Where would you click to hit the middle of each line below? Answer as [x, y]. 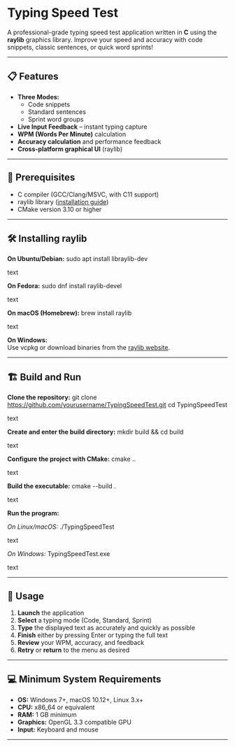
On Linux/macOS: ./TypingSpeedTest [61, 527]
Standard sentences [57, 112]
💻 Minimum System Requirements [84, 680]
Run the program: [33, 513]
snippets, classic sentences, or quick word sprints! [80, 47]
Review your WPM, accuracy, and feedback [81, 642]
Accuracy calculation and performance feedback [89, 141]
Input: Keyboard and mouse [58, 730]
